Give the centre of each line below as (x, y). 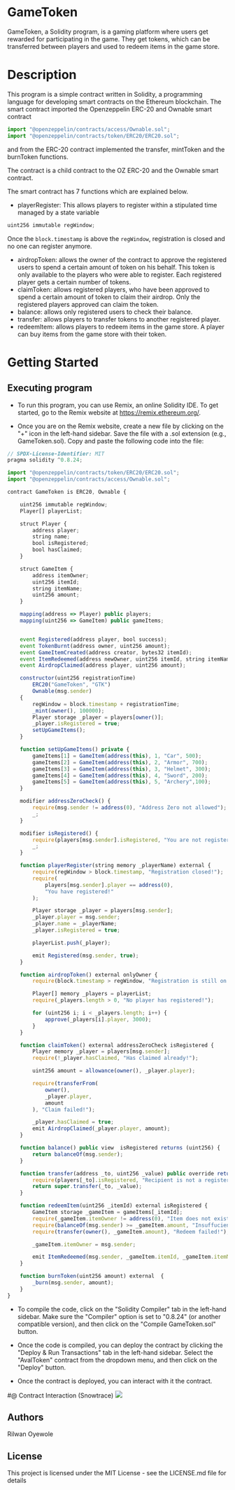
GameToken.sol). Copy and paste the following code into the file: (111, 441)
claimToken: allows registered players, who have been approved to (113, 289)
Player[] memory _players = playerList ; (92, 994)
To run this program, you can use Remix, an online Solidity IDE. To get (118, 405)
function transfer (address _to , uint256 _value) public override (117, 1173)
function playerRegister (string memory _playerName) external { (115, 866)
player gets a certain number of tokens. (74, 282)
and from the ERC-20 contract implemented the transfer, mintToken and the (116, 149)
